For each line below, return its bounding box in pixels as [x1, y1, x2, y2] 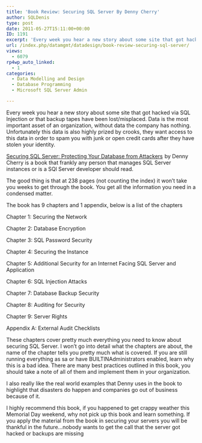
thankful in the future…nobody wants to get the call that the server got [6, 423, 180, 430]
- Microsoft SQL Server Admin [11, 87, 87, 93]
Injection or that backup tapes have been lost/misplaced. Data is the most [6, 115, 189, 122]
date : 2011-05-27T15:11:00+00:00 [6, 25, 90, 32]
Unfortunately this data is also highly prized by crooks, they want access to [6, 128, 192, 135]
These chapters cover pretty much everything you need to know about [6, 336, 182, 343]
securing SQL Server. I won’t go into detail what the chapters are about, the [6, 342, 193, 350]
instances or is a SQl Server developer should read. [6, 165, 134, 172]
